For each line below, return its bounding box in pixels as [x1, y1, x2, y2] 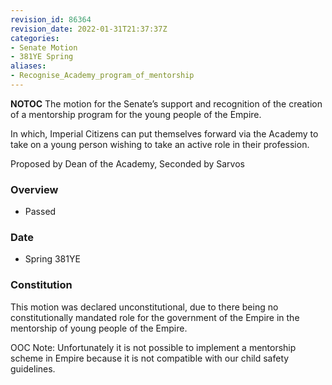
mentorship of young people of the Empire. [10, 322, 188, 334]
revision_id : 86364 [10, 14, 92, 25]
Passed [24, 206, 57, 218]
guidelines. [10, 362, 56, 375]
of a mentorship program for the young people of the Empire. [10, 108, 262, 120]
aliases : [10, 61, 47, 71]
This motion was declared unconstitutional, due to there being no [10, 301, 279, 313]
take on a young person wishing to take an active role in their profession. [10, 138, 310, 150]
